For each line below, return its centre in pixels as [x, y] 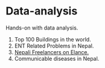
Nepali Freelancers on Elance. [52, 52]
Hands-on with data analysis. [42, 28]
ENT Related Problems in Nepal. [54, 46]
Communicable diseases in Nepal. [57, 58]
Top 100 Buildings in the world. [52, 39]
